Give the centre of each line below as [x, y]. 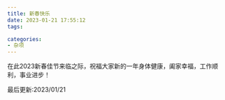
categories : [24, 39]
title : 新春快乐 [29, 14]
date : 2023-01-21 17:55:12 [46, 20]
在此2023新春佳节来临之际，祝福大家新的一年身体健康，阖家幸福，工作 [110, 66]
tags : [15, 26]
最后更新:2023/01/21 [37, 90]
